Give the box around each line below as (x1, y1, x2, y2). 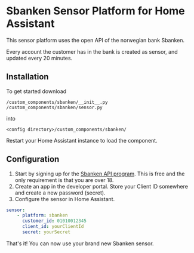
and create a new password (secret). (14, 189, 106, 196)
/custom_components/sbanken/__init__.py (6, 99, 109, 105)
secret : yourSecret (21, 229, 70, 235)
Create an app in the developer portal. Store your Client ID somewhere (14, 183, 188, 190)
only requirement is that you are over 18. (14, 176, 114, 183)
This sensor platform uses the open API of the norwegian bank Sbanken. (6, 36, 185, 44)
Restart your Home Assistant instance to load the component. (6, 137, 158, 144)
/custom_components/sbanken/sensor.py (6, 104, 103, 110)
